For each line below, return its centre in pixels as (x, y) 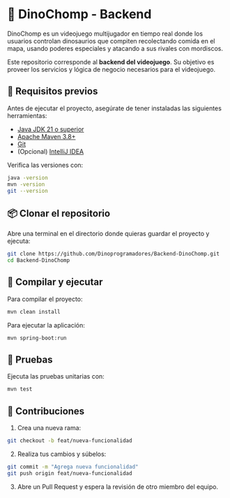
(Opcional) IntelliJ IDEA (51, 151)
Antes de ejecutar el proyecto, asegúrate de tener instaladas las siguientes (114, 108)
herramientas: (27, 115)
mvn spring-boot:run (37, 338)
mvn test (20, 389)
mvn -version (26, 184)
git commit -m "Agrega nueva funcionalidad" (73, 467)
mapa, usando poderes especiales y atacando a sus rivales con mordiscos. (115, 48)
